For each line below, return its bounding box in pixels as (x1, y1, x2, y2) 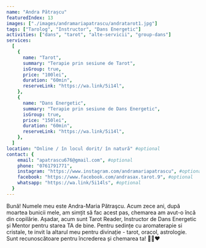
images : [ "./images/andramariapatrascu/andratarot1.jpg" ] (6, 20, 158, 26)
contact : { (6, 151, 34, 157)
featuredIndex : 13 (6, 15, 53, 21)
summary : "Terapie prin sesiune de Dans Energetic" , (22, 105, 161, 112)
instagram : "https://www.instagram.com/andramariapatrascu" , (17, 168, 177, 175)
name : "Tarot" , (22, 54, 62, 61)
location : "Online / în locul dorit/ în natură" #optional (6, 145, 161, 152)
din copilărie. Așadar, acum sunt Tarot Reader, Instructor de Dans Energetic (6, 215, 197, 222)
